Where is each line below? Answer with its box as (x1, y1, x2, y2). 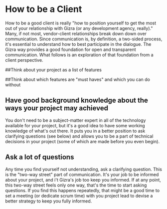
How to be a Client (5, 3, 82, 15)
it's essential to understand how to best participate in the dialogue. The (5, 41, 152, 47)
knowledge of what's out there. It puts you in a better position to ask (5, 128, 146, 134)
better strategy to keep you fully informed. (5, 198, 92, 204)
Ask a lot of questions (5, 153, 74, 162)
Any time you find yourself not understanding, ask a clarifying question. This (5, 166, 162, 172)
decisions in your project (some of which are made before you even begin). (5, 138, 160, 144)
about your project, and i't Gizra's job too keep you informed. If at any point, (5, 177, 161, 183)
